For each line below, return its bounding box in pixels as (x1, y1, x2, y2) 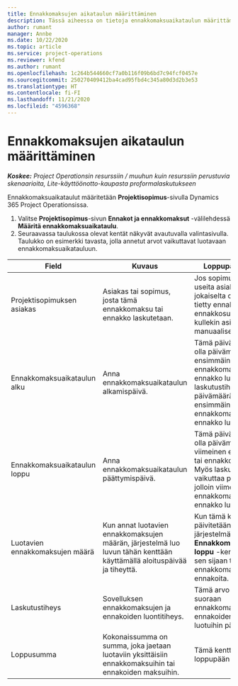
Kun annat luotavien (102, 520, 169, 530)
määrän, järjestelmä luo (102, 538, 181, 548)
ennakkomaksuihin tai (102, 658, 176, 668)
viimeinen (194, 446, 227, 456)
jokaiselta (194, 291, 227, 300)
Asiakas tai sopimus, (102, 286, 171, 296)
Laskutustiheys (11, 602, 62, 612)
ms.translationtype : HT (7, 83, 78, 90)
